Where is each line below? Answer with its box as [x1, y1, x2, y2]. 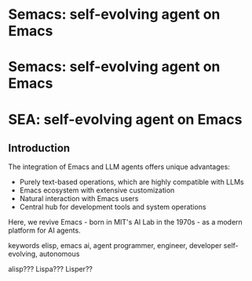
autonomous [38, 249, 80, 259]
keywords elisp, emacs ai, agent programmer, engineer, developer [8, 241, 222, 250]
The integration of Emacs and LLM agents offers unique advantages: [8, 162, 230, 171]
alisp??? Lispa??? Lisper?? [8, 265, 93, 274]
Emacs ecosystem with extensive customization [19, 186, 175, 195]
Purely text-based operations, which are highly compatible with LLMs [19, 178, 245, 187]
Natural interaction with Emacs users [19, 194, 139, 204]
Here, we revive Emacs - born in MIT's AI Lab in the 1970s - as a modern [8, 218, 243, 227]
